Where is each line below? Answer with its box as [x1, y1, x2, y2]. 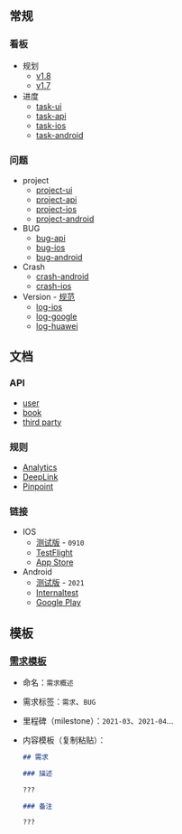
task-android [35, 129, 84, 140]
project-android [35, 213, 95, 224]
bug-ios [35, 242, 66, 253]
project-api [35, 193, 77, 205]
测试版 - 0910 [35, 537, 85, 548]
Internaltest [35, 587, 79, 598]
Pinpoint [22, 481, 54, 492]
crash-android [35, 270, 89, 282]
